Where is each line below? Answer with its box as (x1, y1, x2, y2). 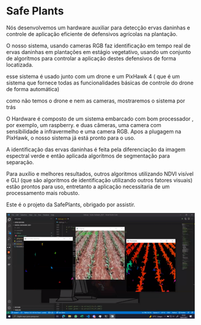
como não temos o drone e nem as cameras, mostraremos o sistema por (6, 97, 185, 104)
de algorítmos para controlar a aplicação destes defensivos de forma (6, 55, 176, 62)
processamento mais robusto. (6, 189, 80, 196)
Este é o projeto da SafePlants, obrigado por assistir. (6, 201, 136, 208)
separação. (6, 158, 34, 165)
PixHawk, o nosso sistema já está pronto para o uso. (6, 134, 136, 142)
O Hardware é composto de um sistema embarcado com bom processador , (6, 115, 194, 122)
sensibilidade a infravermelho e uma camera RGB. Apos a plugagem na (6, 128, 181, 135)
